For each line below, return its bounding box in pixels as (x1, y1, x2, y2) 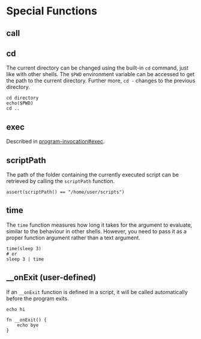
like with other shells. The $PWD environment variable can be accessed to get (6, 71, 195, 78)
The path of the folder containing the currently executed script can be (6, 171, 179, 178)
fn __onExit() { (6, 317, 47, 323)
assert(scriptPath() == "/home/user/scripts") (6, 189, 125, 196)
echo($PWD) (6, 100, 34, 106)
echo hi (6, 306, 26, 313)
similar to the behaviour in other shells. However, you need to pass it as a (6, 227, 187, 235)
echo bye (17, 322, 39, 328)
